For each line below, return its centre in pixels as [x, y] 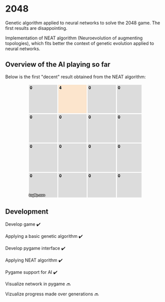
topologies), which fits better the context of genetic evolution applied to [80, 43]
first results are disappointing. [36, 28]
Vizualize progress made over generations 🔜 [52, 294]
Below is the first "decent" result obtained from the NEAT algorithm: [76, 77]
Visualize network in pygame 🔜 [38, 284]
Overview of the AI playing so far [58, 64]
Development [27, 212]
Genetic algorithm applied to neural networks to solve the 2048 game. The [83, 23]
